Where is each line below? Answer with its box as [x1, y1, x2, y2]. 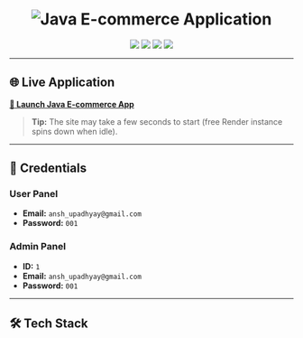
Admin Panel [9, 240, 66, 253]
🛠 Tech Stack [9, 316, 88, 332]
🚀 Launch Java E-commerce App [9, 99, 135, 109]
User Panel [9, 188, 59, 201]
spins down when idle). [31, 126, 118, 136]
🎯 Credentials [9, 161, 87, 176]
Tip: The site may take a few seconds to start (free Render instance [31, 116, 283, 127]
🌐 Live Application [9, 75, 115, 90]
